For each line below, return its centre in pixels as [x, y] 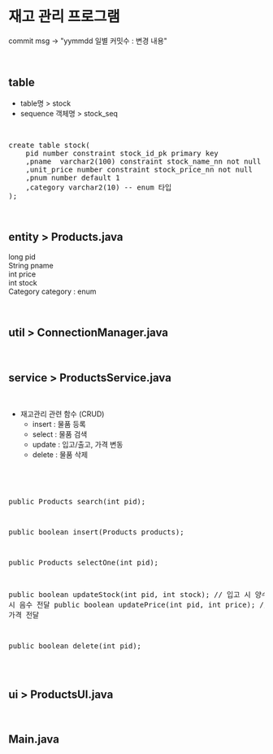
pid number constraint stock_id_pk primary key [122, 153]
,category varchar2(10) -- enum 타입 [99, 187]
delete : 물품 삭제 [60, 455]
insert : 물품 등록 [59, 425]
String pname [31, 265]
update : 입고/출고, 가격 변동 [78, 445]
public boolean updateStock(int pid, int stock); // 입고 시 [130, 595]
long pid [22, 256]
